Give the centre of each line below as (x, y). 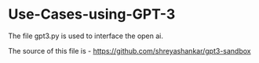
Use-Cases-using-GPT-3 (92, 14)
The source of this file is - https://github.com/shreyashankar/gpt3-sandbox (129, 51)
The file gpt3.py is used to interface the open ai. (86, 36)
